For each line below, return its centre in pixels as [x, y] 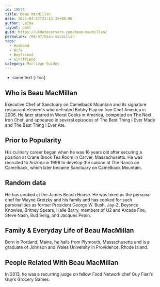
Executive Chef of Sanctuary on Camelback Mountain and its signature [76, 104]
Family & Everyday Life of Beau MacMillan [70, 230]
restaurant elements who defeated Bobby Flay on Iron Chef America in [75, 109]
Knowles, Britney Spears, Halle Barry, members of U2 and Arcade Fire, [76, 210]
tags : [10, 41]
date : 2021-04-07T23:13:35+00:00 [39, 18]
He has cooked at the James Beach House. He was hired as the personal [78, 194]
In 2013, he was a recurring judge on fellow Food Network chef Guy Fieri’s [79, 274]
